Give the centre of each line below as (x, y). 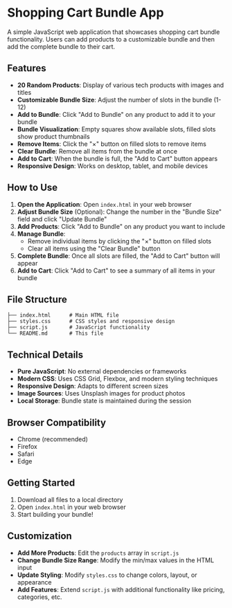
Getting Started (41, 483)
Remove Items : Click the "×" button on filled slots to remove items (111, 144)
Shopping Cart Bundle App (86, 13)
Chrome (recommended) (53, 439)
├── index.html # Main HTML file (63, 315)
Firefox (27, 446)
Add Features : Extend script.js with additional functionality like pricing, (121, 589)
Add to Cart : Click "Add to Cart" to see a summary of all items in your (116, 270)
